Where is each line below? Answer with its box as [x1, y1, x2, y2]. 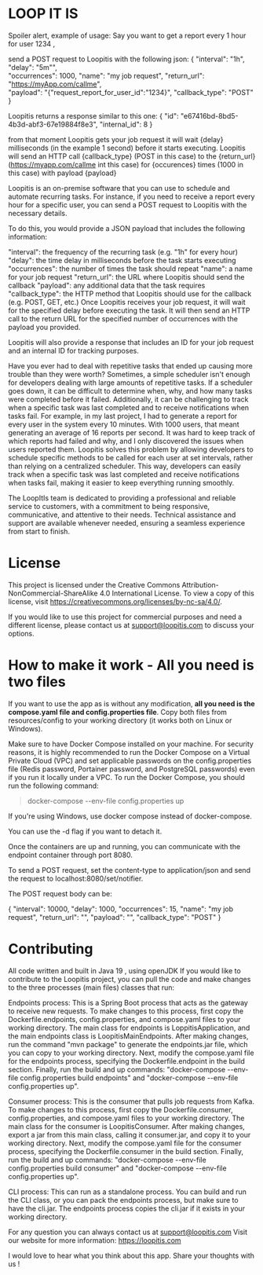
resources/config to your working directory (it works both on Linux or [8, 716, 232, 725]
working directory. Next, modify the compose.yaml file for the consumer [8, 1138, 242, 1148]
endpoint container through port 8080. [8, 850, 133, 859]
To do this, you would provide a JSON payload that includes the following [8, 223, 246, 233]
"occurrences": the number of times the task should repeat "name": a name [8, 264, 253, 273]
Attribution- [181, 580, 220, 589]
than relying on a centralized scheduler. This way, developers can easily [8, 461, 241, 471]
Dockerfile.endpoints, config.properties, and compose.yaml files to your [8, 1014, 241, 1024]
